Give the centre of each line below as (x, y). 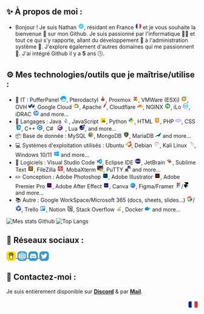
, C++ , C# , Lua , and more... (69, 128)
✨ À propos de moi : (45, 12)
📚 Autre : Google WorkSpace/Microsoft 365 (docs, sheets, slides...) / (105, 200)
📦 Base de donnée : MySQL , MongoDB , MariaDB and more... (103, 135)
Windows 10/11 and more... (52, 155)
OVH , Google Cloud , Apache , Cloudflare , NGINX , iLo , (103, 107)
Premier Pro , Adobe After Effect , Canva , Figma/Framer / (99, 186)
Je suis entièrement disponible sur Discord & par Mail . (74, 292)
